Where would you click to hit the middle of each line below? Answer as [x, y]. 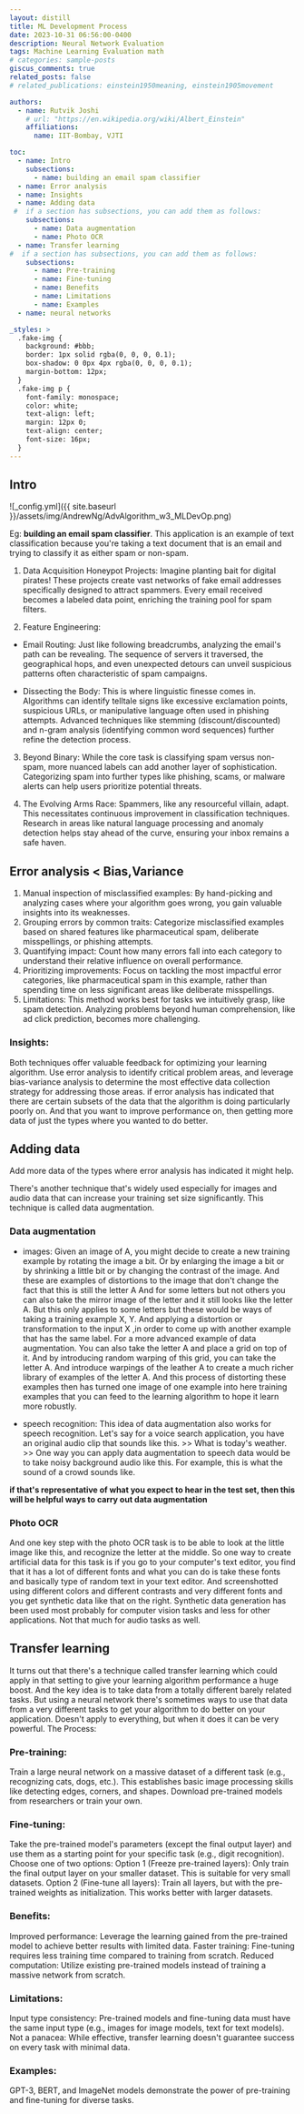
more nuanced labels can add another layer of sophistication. [162, 767]
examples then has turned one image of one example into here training [155, 1386]
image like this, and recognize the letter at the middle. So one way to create [151, 1552]
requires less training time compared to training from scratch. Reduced [142, 1955]
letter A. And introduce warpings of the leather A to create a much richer [158, 1367]
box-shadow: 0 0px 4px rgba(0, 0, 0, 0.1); [109, 364]
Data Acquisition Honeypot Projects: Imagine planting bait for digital [149, 571]
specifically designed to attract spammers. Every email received [142, 590]
